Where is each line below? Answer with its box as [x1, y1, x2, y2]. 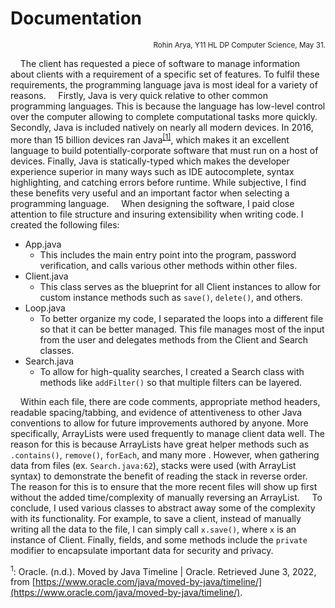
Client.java [24, 270, 69, 282]
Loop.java [24, 302, 66, 314]
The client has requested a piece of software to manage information [19, 57, 301, 69]
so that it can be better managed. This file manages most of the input [39, 323, 325, 335]
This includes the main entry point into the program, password [39, 248, 297, 261]
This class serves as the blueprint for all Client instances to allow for [39, 280, 322, 292]
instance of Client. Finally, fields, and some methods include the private [10, 533, 308, 546]
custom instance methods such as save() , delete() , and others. [39, 291, 303, 303]
